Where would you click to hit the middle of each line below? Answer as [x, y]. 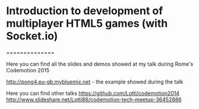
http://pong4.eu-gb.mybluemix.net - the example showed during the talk [95, 82]
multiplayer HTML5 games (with [87, 23]
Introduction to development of [85, 11]
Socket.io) [32, 36]
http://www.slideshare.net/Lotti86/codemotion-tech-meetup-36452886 [94, 100]
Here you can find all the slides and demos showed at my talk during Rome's [100, 64]
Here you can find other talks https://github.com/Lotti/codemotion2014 [93, 93]
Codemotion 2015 [28, 70]
